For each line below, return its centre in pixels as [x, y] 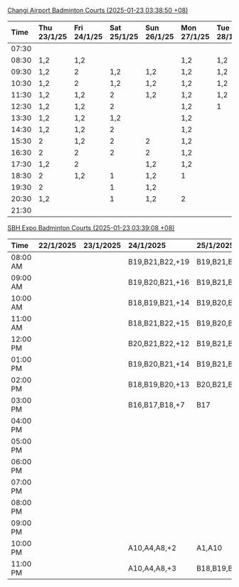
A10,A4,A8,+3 [152, 568]
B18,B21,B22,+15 [159, 323]
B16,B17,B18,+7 [156, 405]
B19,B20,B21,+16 [159, 282]
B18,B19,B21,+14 [159, 303]
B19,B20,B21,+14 [159, 364]
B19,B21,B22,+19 [159, 262]
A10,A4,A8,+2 [152, 548]
